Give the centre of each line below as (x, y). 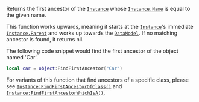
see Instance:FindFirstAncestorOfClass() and (64, 86)
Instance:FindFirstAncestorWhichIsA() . (56, 92)
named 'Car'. (22, 57)
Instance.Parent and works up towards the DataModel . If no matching (92, 33)
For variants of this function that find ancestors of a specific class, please (97, 80)
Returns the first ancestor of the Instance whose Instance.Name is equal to (98, 9)
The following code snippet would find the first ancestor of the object (93, 51)
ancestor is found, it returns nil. (45, 39)
